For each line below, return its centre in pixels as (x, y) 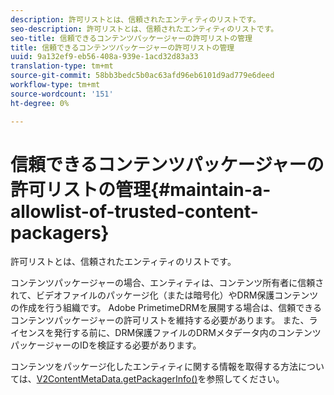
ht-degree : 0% (40, 103)
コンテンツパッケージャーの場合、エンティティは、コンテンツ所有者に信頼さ (167, 283)
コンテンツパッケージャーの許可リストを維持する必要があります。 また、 (160, 320)
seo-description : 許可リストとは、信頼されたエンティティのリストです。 (144, 29)
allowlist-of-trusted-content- (134, 211)
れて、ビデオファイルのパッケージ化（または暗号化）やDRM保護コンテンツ (164, 295)
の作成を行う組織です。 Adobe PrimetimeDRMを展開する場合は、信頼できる (166, 308)
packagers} (60, 232)
